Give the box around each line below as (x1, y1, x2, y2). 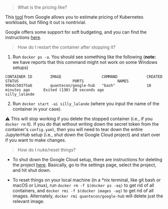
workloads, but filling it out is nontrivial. (5, 20, 87, 25)
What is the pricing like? (17, 5, 67, 10)
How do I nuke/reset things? (17, 147, 76, 153)
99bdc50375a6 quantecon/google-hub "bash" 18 (5, 83, 151, 88)
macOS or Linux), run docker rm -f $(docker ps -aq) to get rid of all (12, 182, 154, 188)
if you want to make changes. (5, 137, 66, 143)
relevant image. (12, 198, 45, 204)
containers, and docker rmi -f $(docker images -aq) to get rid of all (12, 188, 154, 193)
